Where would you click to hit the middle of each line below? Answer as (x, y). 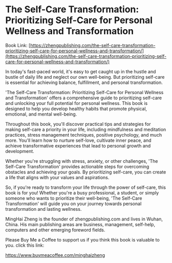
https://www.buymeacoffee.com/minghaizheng (55, 255)
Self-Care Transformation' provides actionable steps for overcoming (77, 166)
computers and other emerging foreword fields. (55, 230)
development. (20, 151)
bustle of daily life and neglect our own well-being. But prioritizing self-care (85, 77)
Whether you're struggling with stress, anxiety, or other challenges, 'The (82, 161)
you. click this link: (25, 245)
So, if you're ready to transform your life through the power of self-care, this (86, 187)
